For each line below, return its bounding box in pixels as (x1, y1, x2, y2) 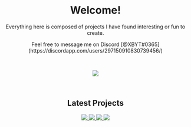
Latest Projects (67, 98, 124, 108)
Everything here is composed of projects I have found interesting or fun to (5, 23, 186, 30)
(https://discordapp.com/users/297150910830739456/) (28, 47, 163, 54)
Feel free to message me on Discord (31, 41, 120, 48)
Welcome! (70, 4, 121, 17)
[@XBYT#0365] (120, 41, 160, 48)
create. (87, 29, 104, 36)
